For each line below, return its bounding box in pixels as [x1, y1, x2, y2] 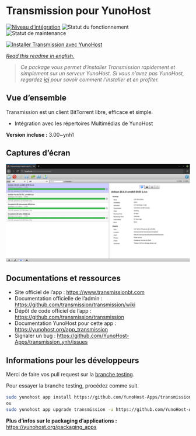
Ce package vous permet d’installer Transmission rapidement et [20, 63, 176, 71]
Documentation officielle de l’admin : [14, 295, 103, 302]
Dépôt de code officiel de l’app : [14, 307, 92, 314]
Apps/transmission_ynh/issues [14, 338, 88, 345]
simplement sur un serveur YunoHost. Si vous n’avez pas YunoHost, [20, 70, 185, 77]
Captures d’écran [6, 148, 71, 158]
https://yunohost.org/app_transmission [14, 326, 108, 333]
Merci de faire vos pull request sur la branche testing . [6, 371, 135, 378]
